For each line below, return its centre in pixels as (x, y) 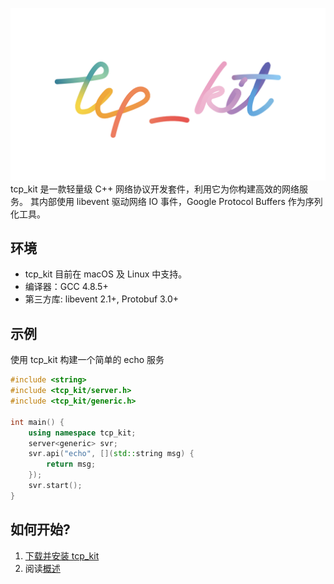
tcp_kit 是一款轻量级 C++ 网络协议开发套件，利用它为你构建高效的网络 (155, 189)
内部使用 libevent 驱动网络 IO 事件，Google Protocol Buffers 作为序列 (180, 201)
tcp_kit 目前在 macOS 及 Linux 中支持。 (106, 274)
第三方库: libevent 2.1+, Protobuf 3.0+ (102, 299)
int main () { (37, 422)
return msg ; (71, 464)
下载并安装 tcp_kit (62, 555)
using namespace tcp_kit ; (82, 433)
